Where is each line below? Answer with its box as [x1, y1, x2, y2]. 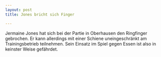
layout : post [5, 7, 32, 12]
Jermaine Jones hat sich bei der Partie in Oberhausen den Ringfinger [5, 30, 148, 36]
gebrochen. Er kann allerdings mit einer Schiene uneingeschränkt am [5, 35, 147, 41]
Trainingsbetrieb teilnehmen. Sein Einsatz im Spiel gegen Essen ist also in [5, 40, 156, 46]
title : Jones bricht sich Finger [5, 12, 75, 17]
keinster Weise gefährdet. [5, 46, 58, 52]
